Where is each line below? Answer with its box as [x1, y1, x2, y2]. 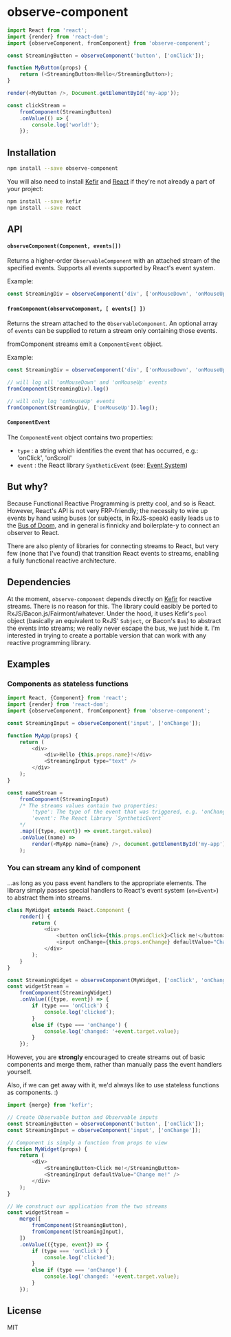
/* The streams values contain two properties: [19, 802, 158, 809]
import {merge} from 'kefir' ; [7, 1102, 94, 1109]
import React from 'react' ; [7, 27, 88, 34]
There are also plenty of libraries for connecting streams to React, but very [7, 541, 219, 550]
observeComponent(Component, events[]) [7, 242, 122, 250]
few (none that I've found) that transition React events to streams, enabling [7, 549, 219, 557]
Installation [7, 146, 56, 158]
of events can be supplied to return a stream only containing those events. [7, 327, 218, 335]
